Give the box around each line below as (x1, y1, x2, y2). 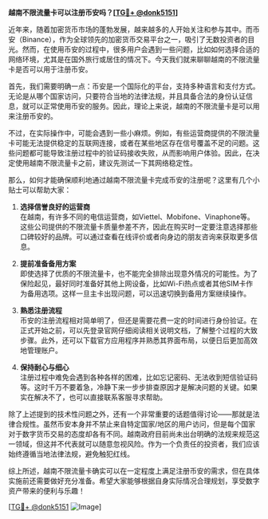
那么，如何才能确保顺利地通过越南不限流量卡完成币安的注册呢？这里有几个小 (8, 175, 260, 184)
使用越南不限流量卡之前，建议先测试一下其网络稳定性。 (14, 159, 197, 167)
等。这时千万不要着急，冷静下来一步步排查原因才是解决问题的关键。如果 (19, 383, 258, 391)
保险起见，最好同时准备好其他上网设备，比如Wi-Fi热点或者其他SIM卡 (19, 279, 246, 288)
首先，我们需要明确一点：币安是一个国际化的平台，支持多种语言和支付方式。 (8, 81, 260, 91)
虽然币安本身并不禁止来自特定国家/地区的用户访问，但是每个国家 (42, 419, 256, 429)
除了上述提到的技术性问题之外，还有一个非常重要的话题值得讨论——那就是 (8, 410, 253, 419)
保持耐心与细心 (19, 363, 69, 372)
